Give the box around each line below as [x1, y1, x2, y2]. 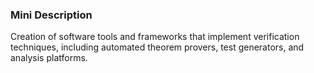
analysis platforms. [10, 52, 88, 64]
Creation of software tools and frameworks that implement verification [10, 31, 300, 43]
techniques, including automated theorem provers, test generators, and [10, 41, 305, 53]
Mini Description [10, 8, 93, 22]
